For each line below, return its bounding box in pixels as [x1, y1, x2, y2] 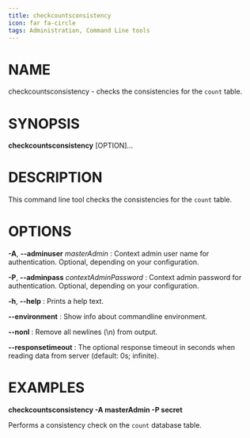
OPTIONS [8, 223, 72, 240]
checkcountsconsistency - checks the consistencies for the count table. [8, 86, 243, 96]
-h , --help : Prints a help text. [8, 297, 104, 306]
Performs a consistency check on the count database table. [8, 421, 202, 430]
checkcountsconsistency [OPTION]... [8, 140, 133, 151]
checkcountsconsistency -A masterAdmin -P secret [8, 405, 184, 415]
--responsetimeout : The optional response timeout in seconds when [8, 343, 236, 352]
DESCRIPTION [8, 168, 103, 186]
